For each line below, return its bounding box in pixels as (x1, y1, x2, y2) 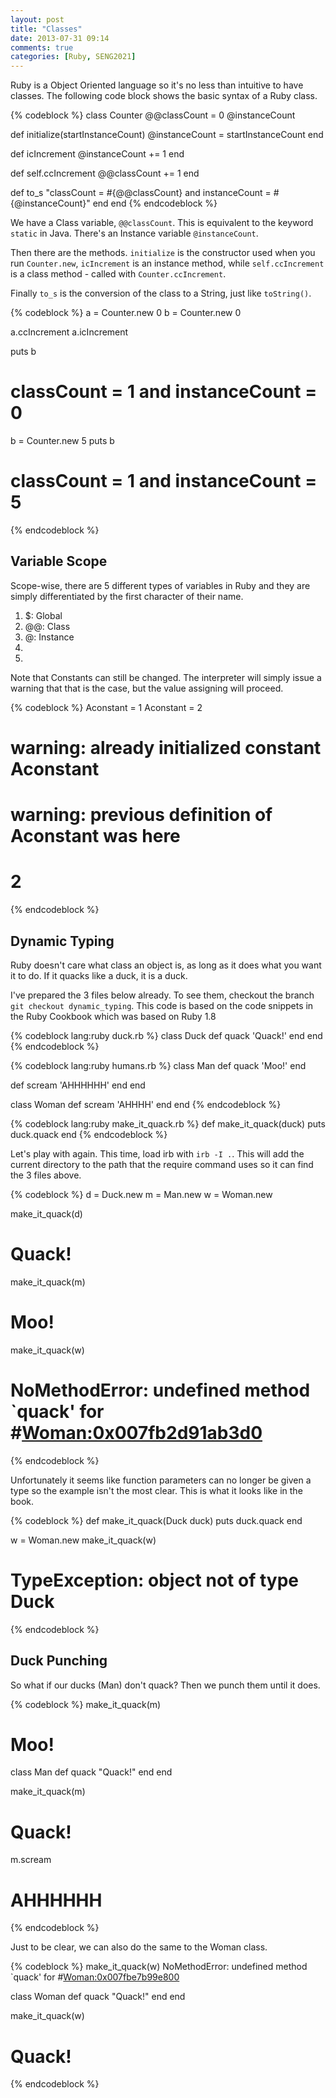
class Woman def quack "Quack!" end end (10, 1991, 186, 2003)
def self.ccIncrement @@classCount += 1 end (10, 167, 200, 180)
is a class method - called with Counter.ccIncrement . (10, 268, 227, 280)
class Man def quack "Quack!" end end (10, 1766, 173, 1778)
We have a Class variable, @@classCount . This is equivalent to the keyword (10, 217, 314, 229)
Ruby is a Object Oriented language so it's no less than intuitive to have (10, 79, 304, 91)
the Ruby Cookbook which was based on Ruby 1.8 (10, 1010, 217, 1022)
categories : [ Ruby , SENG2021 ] (10, 52, 137, 62)
